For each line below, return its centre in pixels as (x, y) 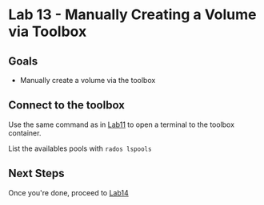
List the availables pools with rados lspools (80, 148)
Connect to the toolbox (67, 105)
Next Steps (36, 173)
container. (25, 132)
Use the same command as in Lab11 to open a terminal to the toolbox (121, 124)
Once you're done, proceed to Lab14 (69, 192)
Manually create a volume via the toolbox (88, 80)
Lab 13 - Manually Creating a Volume (133, 15)
